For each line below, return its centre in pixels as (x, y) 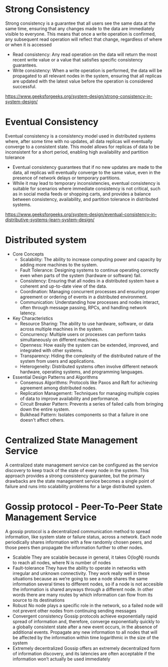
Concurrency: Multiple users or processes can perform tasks (83, 334)
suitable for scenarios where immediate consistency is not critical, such (86, 188)
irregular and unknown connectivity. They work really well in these (81, 573)
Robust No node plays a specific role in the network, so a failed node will (88, 605)
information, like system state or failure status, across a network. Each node (83, 537)
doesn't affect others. (42, 420)
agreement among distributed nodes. (58, 388)
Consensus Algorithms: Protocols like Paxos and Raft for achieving (89, 382)
